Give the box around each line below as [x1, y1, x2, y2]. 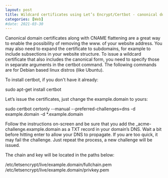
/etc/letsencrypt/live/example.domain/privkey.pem [5, 167, 109, 173]
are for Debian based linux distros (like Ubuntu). [5, 67, 104, 73]
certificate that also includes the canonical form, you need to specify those [5, 56, 160, 63]
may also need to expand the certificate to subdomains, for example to [5, 46, 151, 52]
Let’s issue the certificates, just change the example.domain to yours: [5, 96, 148, 102]
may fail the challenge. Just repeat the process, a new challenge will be [5, 137, 152, 143]
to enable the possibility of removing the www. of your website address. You [5, 41, 162, 47]
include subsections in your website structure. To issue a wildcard [5, 51, 141, 57]
